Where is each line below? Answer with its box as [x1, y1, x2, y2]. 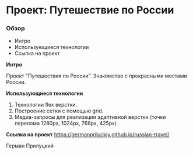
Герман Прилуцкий [6, 142, 54, 149]
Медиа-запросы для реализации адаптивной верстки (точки [14, 114, 166, 121]
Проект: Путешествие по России [6, 3, 174, 17]
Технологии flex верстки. [14, 101, 78, 108]
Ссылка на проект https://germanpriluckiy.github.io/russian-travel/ [6, 131, 170, 138]
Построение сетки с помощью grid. [14, 107, 104, 114]
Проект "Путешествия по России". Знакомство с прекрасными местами [6, 72, 188, 79]
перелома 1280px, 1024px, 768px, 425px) [14, 120, 117, 127]
